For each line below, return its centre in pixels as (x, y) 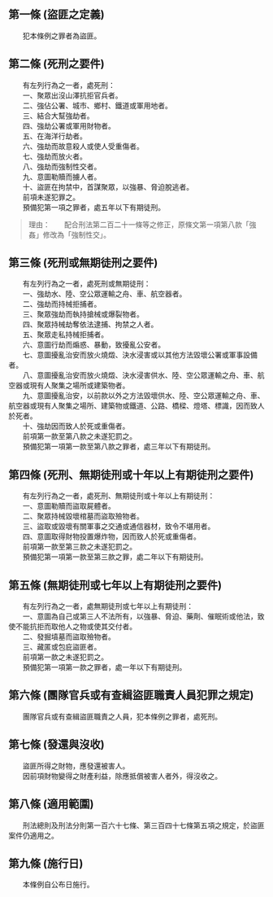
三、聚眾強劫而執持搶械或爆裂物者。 (83, 314)
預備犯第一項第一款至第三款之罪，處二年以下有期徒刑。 (115, 557)
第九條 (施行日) (46, 863)
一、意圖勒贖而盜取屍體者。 (69, 506)
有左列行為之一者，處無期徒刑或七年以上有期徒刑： (108, 606)
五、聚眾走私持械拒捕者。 (65, 335)
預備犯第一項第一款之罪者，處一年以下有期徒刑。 (104, 667)
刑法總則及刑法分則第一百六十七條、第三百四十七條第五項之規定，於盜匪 (143, 825)
